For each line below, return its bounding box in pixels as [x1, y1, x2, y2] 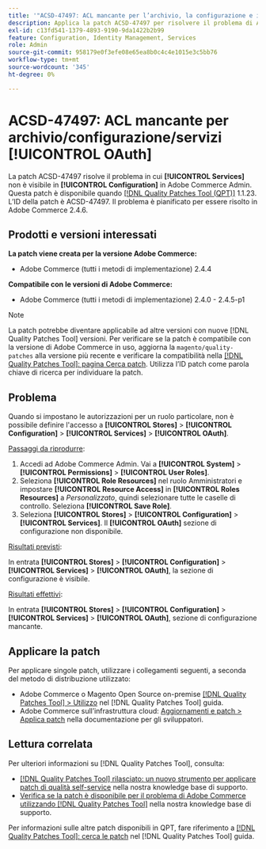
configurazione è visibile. [8, 574, 90, 584]
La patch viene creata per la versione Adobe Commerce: [8, 249, 198, 258]
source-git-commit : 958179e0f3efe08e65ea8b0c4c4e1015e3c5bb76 [8, 48, 218, 56]
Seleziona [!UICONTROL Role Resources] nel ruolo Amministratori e [19, 476, 243, 485]
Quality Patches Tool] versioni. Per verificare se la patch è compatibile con [8, 334, 252, 344]
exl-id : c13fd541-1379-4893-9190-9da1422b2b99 [8, 26, 165, 34]
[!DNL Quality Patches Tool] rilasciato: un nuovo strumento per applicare [19, 774, 256, 783]
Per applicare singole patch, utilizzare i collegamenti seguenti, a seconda [8, 666, 247, 675]
